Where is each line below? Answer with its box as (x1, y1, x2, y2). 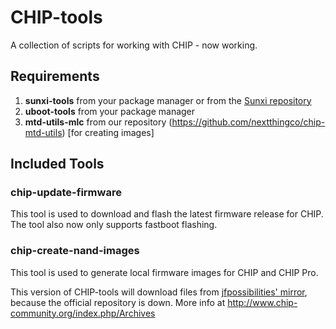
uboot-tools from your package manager (24, 105, 196, 117)
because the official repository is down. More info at (10, 296, 226, 308)
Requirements (10, 68, 100, 85)
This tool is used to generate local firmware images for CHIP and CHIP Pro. (10, 266, 319, 278)
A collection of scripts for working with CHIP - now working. (10, 39, 258, 51)
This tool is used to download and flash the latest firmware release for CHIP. (10, 208, 324, 220)
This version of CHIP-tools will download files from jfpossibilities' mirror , (10, 286, 308, 298)
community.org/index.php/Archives (10, 307, 156, 319)
